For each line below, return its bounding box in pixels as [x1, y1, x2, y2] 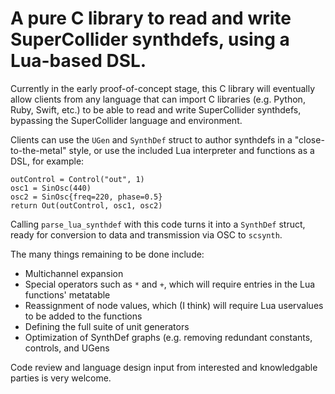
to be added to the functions [24, 310, 143, 322]
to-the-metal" [10, 144, 67, 156]
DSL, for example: [10, 155, 85, 167]
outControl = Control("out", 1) [10, 174, 145, 184]
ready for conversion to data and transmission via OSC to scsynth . [10, 228, 283, 241]
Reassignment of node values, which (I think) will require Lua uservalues [24, 299, 324, 311]
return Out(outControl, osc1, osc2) [10, 200, 163, 211]
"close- [294, 133, 325, 146]
